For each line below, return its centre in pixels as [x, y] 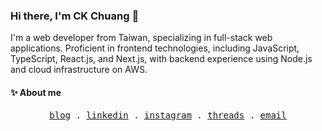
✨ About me [36, 92]
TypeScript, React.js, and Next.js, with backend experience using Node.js [161, 59]
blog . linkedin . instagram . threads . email [168, 115]
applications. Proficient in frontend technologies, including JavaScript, [155, 48]
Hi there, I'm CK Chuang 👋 [75, 16]
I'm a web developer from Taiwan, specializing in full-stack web [141, 38]
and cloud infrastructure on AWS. [79, 70]
